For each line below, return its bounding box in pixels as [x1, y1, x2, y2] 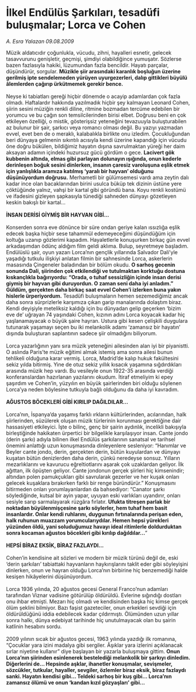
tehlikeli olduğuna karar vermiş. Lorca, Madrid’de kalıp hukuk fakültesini [6, 355, 179, 362]
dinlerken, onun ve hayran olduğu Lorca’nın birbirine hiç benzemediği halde [6, 566, 188, 573]
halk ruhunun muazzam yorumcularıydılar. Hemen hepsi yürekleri [6, 517, 169, 524]
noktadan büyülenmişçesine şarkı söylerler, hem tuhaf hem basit [6, 504, 168, 511]
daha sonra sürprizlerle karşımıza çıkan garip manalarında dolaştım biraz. [6, 298, 183, 305]
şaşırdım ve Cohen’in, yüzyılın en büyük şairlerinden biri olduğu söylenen [6, 379, 182, 387]
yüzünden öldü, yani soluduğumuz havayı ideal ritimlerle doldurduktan [6, 523, 182, 530]
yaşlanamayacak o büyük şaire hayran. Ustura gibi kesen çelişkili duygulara [6, 317, 188, 324]
